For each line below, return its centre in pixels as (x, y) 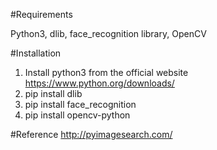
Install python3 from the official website (106, 72)
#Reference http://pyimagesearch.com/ (91, 134)
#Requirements (41, 14)
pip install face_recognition (80, 104)
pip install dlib (53, 93)
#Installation (36, 53)
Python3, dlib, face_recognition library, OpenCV (108, 33)
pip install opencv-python (77, 115)
